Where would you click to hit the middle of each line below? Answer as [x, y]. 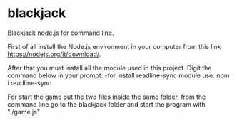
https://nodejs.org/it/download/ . [54, 54]
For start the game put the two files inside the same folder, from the [107, 97]
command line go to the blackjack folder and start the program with [106, 104]
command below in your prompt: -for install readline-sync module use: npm [118, 75]
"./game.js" [24, 112]
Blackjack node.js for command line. [61, 33]
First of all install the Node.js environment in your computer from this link [114, 46]
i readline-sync [30, 82]
